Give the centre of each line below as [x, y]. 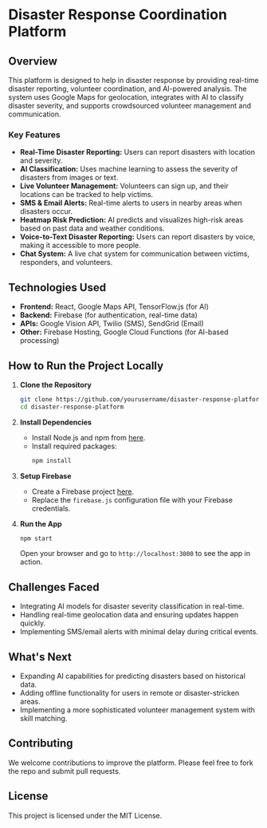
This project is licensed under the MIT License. [85, 815]
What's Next [40, 657]
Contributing [41, 743]
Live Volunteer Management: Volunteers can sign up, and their [124, 186]
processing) [39, 341]
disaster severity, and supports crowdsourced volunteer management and [130, 106]
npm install [51, 460]
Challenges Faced [54, 587]
